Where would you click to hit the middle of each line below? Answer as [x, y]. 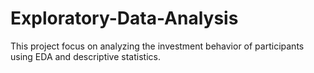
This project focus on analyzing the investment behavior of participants [157, 46]
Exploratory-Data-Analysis [124, 18]
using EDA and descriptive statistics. [85, 56]
